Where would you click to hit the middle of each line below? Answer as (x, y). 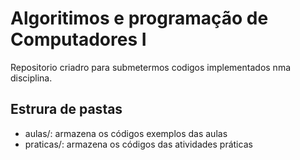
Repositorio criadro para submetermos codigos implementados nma (151, 67)
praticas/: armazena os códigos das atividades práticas (138, 144)
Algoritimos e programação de (139, 18)
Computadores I (78, 39)
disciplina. (31, 78)
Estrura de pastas (66, 109)
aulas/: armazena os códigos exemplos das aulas (126, 133)
